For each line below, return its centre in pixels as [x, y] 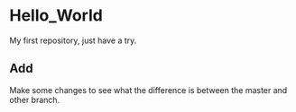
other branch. [35, 99]
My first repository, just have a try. [73, 40]
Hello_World [56, 16]
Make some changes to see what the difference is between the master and [148, 90]
